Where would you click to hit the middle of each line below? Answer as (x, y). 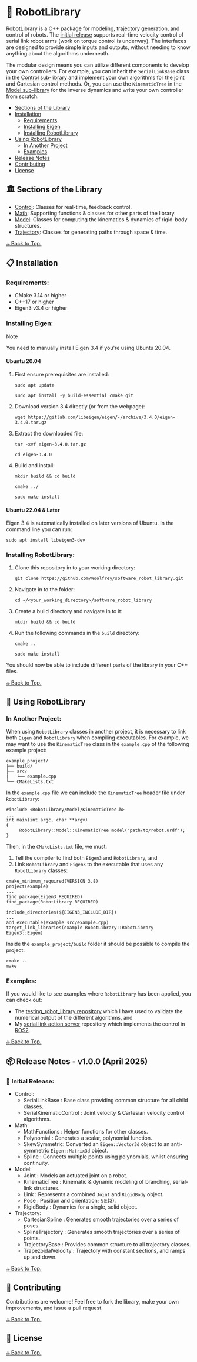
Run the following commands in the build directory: (77, 633)
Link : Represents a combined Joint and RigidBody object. (94, 1194)
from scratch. (23, 96)
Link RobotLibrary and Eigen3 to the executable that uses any (89, 865)
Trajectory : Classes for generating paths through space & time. (91, 232)
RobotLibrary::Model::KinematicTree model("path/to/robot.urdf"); (102, 831)
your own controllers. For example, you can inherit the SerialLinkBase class (98, 71)
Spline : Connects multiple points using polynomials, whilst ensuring (106, 1157)
